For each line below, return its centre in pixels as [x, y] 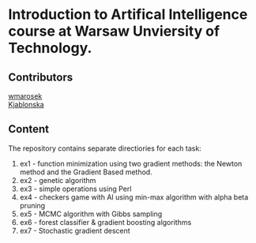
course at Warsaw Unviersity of [114, 31]
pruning [32, 205]
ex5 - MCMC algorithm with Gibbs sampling [91, 214]
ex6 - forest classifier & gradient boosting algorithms [105, 222]
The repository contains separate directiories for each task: [105, 148]
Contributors [41, 77]
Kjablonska [26, 105]
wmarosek [25, 96]
